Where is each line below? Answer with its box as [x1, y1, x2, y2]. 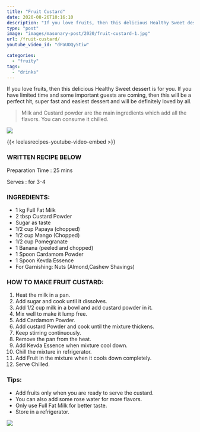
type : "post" [7, 25, 39, 31]
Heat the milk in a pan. [15, 291, 71, 298]
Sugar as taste [15, 219, 51, 226]
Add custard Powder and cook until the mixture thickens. [15, 323, 155, 330]
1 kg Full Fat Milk [15, 206, 56, 214]
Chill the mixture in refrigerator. [15, 348, 92, 355]
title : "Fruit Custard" [7, 8, 66, 15]
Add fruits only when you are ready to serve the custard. [15, 389, 154, 396]
